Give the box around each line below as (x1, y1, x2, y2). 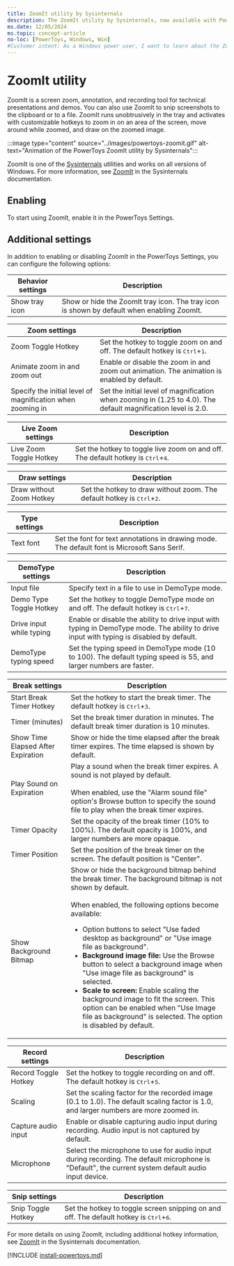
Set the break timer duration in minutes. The (70, 712, 214, 722)
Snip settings (11, 1191, 57, 1201)
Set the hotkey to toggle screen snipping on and (64, 1203, 221, 1213)
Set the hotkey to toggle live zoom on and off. (75, 444, 224, 453)
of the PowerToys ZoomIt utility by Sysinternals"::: (54, 146, 198, 154)
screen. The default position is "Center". (70, 854, 202, 864)
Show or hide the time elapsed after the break (70, 732, 220, 742)
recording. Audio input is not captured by (65, 1125, 200, 1135)
